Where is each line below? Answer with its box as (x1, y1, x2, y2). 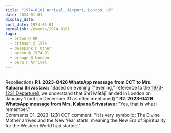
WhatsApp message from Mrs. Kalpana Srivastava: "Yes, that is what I (5, 101, 158, 107)
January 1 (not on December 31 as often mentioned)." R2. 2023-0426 (5, 96, 153, 102)
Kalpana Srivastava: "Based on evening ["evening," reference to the (5, 85, 150, 91)
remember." (5, 106, 30, 113)
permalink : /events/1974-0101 (5, 27, 70, 32)
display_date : (5, 17, 36, 22)
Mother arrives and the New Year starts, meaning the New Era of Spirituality (5, 117, 166, 123)
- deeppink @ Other (10, 46, 52, 51)
